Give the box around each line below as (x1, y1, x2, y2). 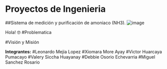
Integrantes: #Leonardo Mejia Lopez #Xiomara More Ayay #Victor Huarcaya (5, 48, 162, 55)
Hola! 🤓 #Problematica (5, 29, 52, 35)
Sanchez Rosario (5, 59, 40, 65)
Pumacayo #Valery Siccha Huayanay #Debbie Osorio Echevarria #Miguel (5, 54, 156, 60)
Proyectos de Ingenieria (5, 3, 106, 15)
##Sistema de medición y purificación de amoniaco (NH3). (5, 20, 126, 26)
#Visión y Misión (5, 39, 39, 45)
